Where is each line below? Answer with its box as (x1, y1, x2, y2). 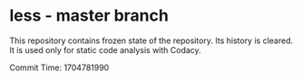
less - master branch (9, 5, 170, 26)
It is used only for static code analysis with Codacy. (9, 44, 201, 55)
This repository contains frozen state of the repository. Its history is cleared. (9, 35, 293, 46)
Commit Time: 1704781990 (9, 62, 110, 73)
